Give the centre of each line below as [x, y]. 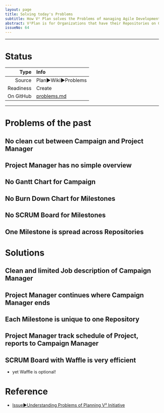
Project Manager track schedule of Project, [72, 336]
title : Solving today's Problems [39, 14]
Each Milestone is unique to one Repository [72, 319]
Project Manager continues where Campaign [74, 295]
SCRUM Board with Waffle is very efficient [71, 360]
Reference [26, 392]
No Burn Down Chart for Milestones [60, 198]
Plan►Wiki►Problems [61, 80]
